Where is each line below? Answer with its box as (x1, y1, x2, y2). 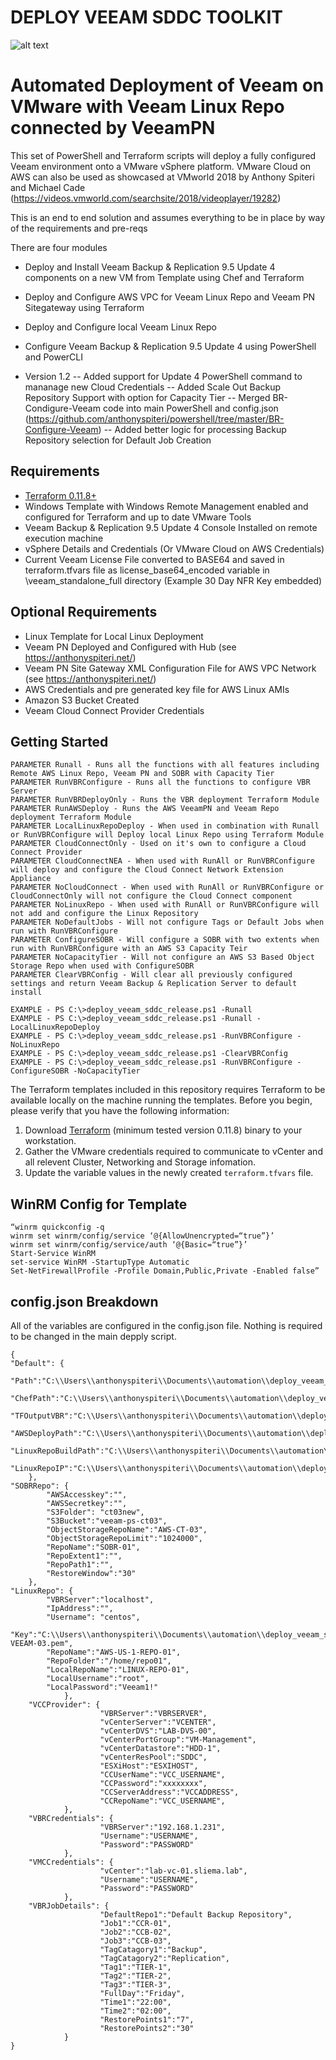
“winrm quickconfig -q (10, 1222, 105, 1233)
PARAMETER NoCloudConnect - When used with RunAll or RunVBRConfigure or (10, 882, 325, 893)
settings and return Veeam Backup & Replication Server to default (10, 979, 298, 989)
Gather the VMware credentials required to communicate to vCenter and (24, 1146, 323, 1158)
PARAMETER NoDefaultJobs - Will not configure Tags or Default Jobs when (10, 917, 325, 928)
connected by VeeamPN (10, 117, 216, 140)
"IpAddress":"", (46, 1603, 114, 1613)
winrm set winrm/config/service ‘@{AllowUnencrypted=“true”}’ (10, 1231, 275, 1241)
